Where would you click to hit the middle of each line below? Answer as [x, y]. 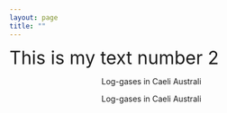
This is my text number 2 [114, 57]
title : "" [28, 26]
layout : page [34, 17]
